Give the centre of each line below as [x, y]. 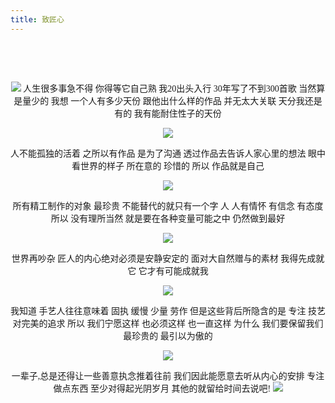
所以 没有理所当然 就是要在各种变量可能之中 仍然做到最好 [168, 218]
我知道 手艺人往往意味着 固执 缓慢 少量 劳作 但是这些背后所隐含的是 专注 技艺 [168, 311]
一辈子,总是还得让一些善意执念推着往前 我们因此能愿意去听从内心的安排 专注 [168, 376]
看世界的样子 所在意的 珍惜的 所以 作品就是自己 [168, 166]
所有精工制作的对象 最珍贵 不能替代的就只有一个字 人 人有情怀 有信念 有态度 [168, 206]
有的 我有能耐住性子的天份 [168, 113]
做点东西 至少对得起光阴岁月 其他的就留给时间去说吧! [162, 388]
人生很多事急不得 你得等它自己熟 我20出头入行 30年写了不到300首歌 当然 [170, 88]
